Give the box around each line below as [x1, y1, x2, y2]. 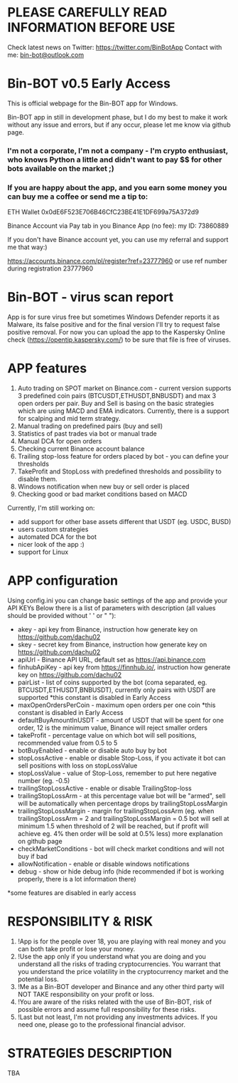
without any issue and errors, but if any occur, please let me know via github [7, 120, 231, 129]
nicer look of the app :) [17, 540, 85, 548]
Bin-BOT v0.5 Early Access [7, 75, 171, 92]
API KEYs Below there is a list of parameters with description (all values [7, 603, 216, 612]
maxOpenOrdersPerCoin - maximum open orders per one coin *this [17, 701, 216, 709]
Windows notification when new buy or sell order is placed [17, 482, 190, 491]
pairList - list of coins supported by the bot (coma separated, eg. [17, 678, 207, 686]
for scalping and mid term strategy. [17, 414, 121, 422]
